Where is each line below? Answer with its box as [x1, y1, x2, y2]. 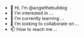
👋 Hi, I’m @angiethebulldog [10, 5, 68, 10]
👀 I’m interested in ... [10, 10, 53, 16]
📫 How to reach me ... [10, 26, 58, 32]
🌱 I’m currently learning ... [10, 15, 65, 21]
